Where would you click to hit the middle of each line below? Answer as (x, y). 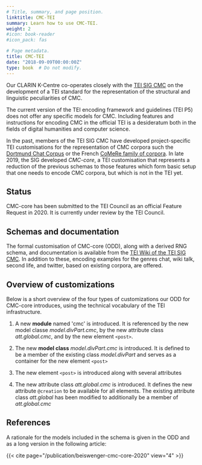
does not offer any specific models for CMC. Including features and (90, 116)
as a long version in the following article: (56, 444)
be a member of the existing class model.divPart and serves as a (96, 354)
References (28, 423)
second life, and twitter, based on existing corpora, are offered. (85, 265)
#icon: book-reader (31, 34)
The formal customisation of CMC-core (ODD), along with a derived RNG (96, 246)
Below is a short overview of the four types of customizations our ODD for (98, 299)
